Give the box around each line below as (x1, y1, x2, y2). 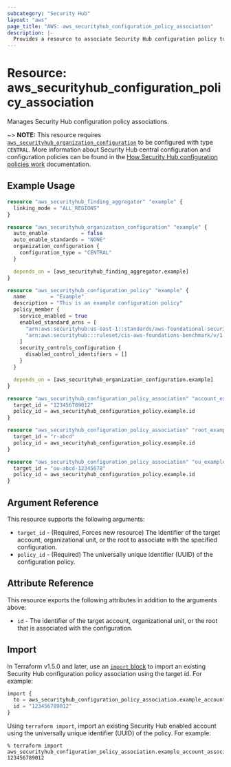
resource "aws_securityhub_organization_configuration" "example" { (7, 223, 208, 231)
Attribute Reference (7, 577, 94, 589)
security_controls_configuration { (19, 345, 122, 351)
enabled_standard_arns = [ (19, 318, 97, 326)
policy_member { (13, 306, 60, 314)
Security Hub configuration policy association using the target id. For (7, 669, 202, 677)
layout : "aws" (7, 17, 48, 23)
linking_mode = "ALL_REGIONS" (13, 205, 100, 212)
